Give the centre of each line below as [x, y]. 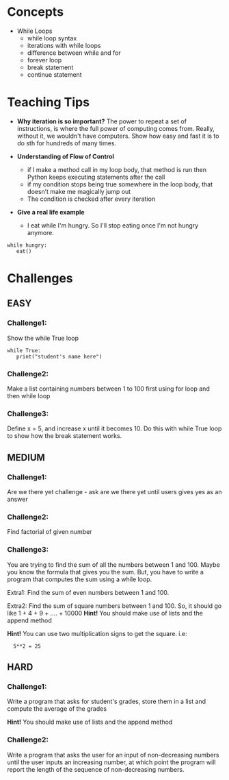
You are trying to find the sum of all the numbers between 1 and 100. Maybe [113, 564]
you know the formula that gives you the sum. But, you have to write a [105, 572]
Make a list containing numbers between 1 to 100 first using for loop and [108, 389]
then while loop [29, 396]
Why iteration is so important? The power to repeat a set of [102, 121]
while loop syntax [52, 38]
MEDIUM [26, 458]
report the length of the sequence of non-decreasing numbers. [96, 769]
